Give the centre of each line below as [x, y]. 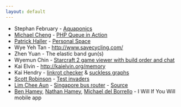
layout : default [25, 12]
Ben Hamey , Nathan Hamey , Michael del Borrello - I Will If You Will [95, 91]
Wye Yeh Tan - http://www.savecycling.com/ [69, 47]
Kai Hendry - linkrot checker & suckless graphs [72, 72]
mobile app [28, 98]
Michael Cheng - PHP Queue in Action [61, 35]
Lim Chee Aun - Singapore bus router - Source [71, 85]
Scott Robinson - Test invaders [52, 79]
